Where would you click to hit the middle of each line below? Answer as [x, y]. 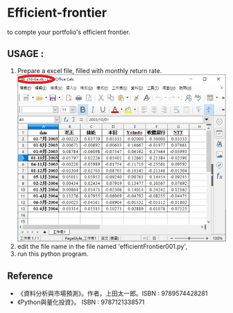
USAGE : [26, 54]
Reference [30, 276]
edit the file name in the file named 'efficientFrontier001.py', [102, 247]
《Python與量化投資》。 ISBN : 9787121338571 [81, 302]
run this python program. [53, 254]
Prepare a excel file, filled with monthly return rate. [89, 70]
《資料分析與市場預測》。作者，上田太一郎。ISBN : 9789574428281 [112, 294]
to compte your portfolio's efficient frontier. [69, 32]
